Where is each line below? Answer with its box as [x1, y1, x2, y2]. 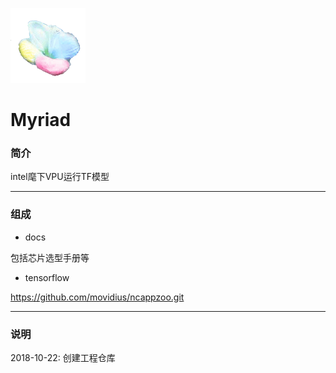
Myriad [10, 109, 72, 132]
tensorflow [24, 271, 70, 283]
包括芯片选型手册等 [10, 251, 90, 263]
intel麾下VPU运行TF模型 [10, 171, 110, 183]
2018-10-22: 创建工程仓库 [10, 352, 116, 364]
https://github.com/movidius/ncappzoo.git [10, 291, 185, 303]
